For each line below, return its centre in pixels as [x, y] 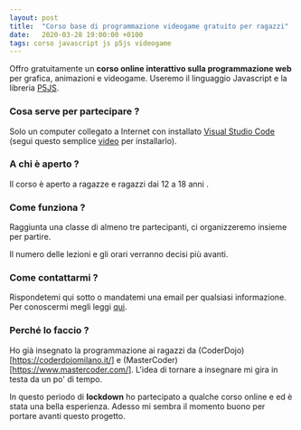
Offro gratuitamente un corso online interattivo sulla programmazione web [150, 69]
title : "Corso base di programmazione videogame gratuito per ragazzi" [149, 26]
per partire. [30, 237]
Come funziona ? [47, 207]
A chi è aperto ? [44, 164]
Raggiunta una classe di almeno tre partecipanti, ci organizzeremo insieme [148, 227]
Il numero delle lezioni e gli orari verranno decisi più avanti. [119, 254]
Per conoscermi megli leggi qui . [69, 307]
